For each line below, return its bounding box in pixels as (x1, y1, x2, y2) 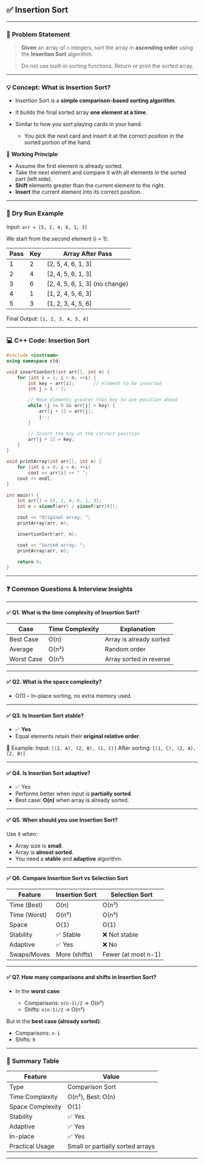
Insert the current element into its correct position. (15, 188, 142, 195)
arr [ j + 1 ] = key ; (28, 436, 75, 442)
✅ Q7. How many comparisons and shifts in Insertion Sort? (6, 974, 157, 981)
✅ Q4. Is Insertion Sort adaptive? (6, 769, 91, 776)
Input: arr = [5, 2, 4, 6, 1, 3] (6, 223, 88, 230)
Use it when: (6, 830, 38, 837)
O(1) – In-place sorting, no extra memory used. (15, 692, 132, 699)
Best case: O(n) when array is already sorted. (15, 797, 129, 804)
